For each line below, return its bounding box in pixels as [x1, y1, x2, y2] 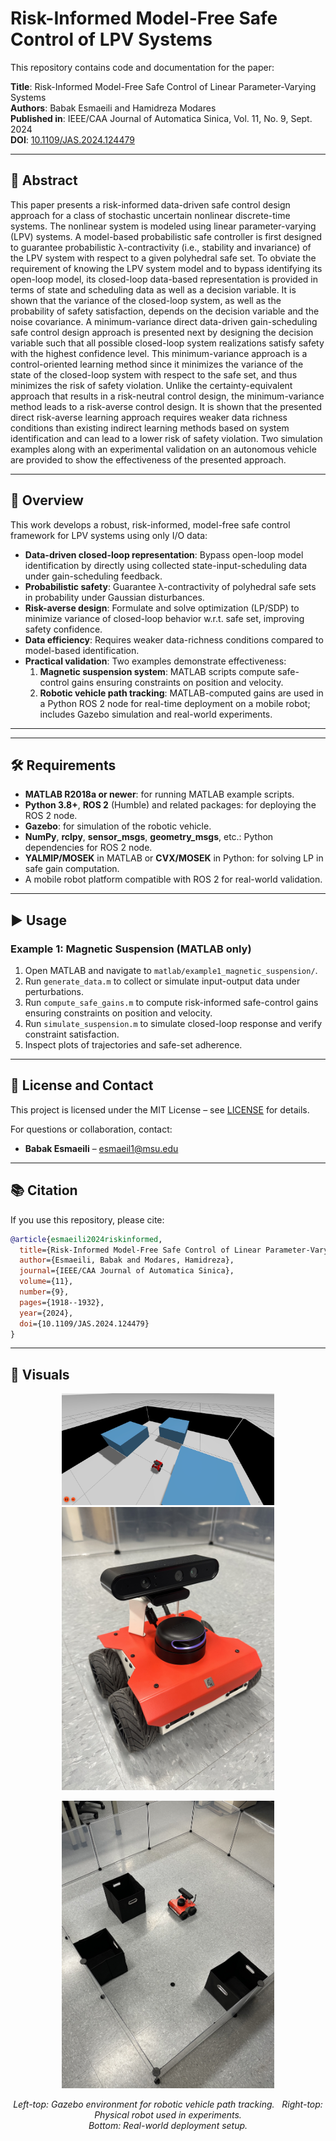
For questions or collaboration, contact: [10, 1123, 173, 1135]
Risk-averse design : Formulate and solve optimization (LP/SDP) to [24, 602, 300, 614]
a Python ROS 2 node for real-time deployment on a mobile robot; [39, 697, 311, 709]
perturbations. [24, 986, 84, 998]
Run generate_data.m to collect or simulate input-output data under [24, 975, 301, 987]
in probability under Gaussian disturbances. [24, 591, 205, 603]
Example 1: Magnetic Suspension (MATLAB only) [10, 942, 252, 956]
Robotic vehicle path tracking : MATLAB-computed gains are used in [39, 687, 324, 699]
